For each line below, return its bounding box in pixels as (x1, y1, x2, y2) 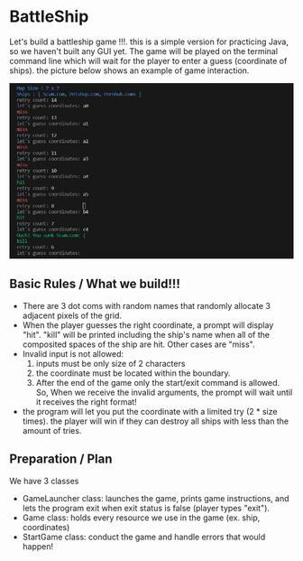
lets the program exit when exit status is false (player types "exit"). (22, 502, 271, 513)
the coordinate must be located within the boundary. (35, 368, 232, 379)
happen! (22, 540, 54, 552)
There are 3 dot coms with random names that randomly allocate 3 (22, 300, 271, 311)
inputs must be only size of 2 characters (35, 358, 186, 369)
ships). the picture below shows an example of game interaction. (9, 65, 250, 76)
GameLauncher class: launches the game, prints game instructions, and (22, 492, 289, 503)
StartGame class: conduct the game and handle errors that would (22, 531, 266, 542)
